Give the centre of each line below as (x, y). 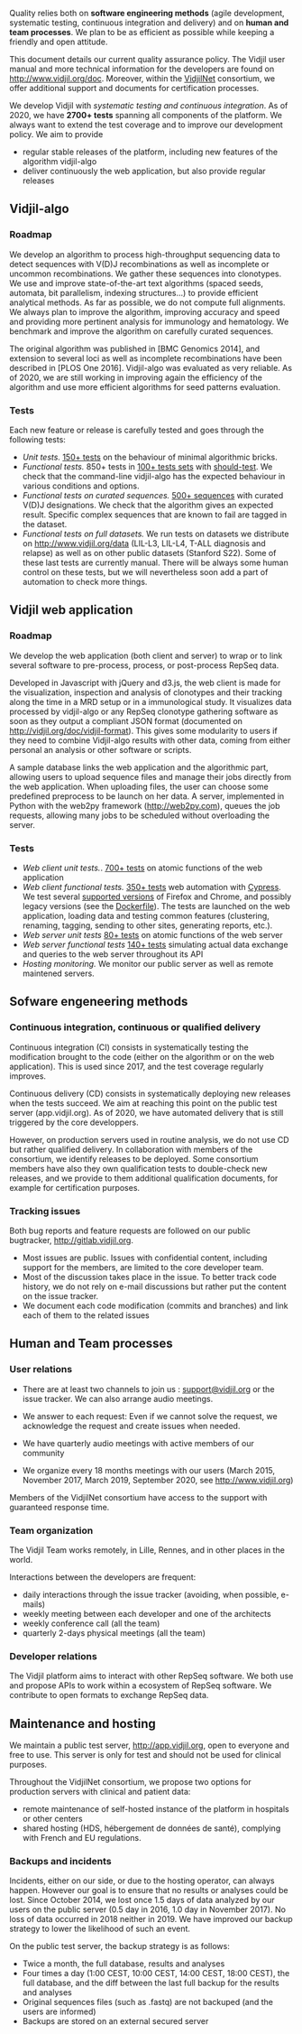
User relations (41, 1370)
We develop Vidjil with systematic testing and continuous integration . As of (149, 106)
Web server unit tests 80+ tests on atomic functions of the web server (152, 934)
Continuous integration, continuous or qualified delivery (135, 1027)
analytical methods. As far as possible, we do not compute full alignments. (147, 302)
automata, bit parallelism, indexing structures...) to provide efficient (134, 293)
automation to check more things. (85, 581)
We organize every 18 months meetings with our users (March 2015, (149, 1470)
